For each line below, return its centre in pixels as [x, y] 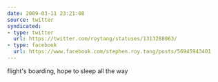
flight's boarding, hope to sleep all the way [68, 71]
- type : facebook [32, 45]
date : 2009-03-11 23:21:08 [46, 13]
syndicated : [24, 26]
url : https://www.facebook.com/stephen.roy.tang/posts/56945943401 [112, 52]
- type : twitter [30, 32]
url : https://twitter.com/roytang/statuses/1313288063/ [95, 39]
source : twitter [30, 20]
